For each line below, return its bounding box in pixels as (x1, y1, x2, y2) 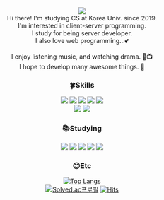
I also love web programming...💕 (35, 37, 129, 45)
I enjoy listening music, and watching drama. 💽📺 (11, 52, 153, 61)
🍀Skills (69, 80, 95, 90)
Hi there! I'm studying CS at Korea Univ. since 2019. (6, 14, 158, 22)
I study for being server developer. (31, 29, 133, 37)
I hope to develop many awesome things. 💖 (19, 63, 145, 71)
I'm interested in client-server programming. (17, 21, 147, 30)
